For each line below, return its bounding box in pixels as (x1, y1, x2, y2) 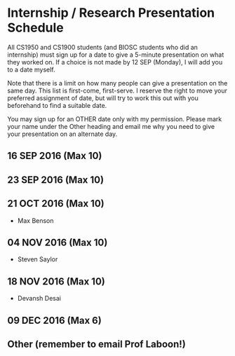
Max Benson (17, 216, 54, 225)
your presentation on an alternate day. (7, 130, 118, 138)
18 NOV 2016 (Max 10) (7, 275, 105, 287)
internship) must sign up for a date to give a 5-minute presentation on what (7, 50, 224, 59)
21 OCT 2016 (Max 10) (7, 198, 105, 210)
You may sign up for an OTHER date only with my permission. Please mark (7, 114, 222, 123)
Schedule (7, 20, 65, 36)
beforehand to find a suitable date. (7, 101, 107, 109)
